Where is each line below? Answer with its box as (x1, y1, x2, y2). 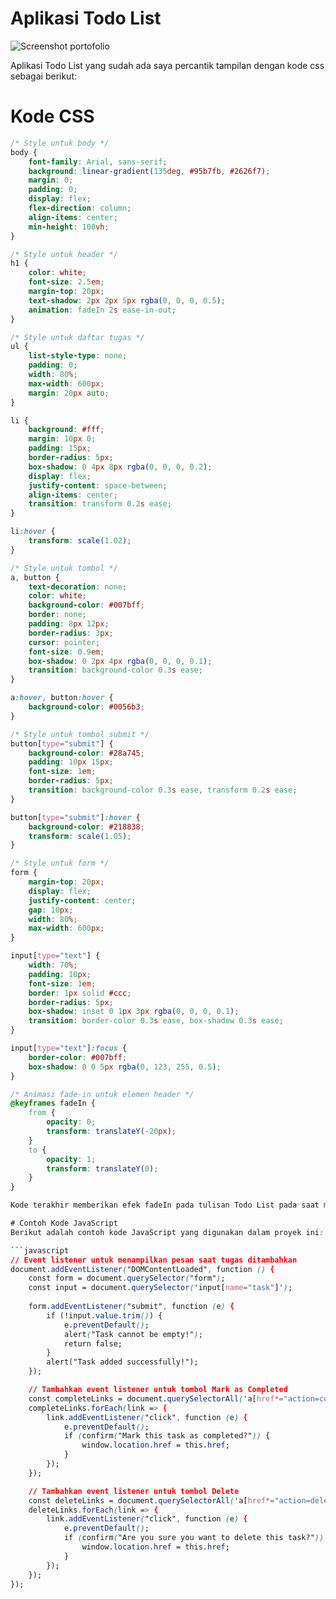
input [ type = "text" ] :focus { (10, 1043, 128, 1053)
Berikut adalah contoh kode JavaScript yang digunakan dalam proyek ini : (10, 1227, 325, 1237)
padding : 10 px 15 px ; (28, 757, 114, 767)
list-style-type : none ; (28, 351, 128, 361)
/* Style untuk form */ (10, 858, 110, 869)
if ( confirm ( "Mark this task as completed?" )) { (63, 1431, 271, 1441)
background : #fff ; (28, 425, 105, 435)
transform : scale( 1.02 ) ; (28, 536, 132, 546)
